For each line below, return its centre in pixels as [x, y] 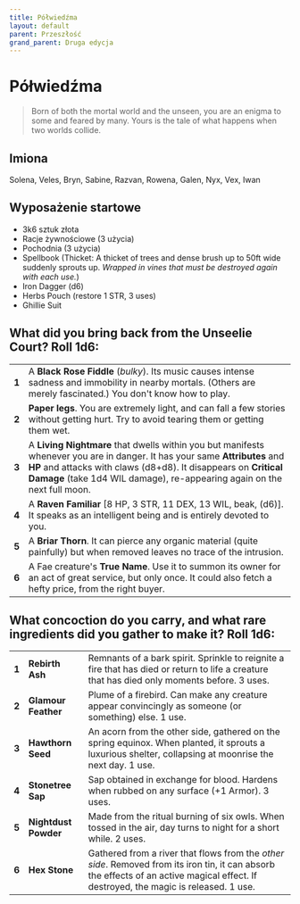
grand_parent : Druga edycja [62, 42]
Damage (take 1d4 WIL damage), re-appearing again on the [155, 478]
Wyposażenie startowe [75, 207]
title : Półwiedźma [43, 17]
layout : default [39, 26]
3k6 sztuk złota [50, 229]
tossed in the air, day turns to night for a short [183, 828]
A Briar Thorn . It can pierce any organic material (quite [143, 541]
